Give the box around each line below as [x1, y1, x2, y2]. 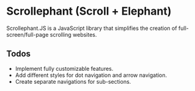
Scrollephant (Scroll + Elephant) [6, 4, 172, 18]
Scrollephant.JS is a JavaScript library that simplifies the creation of [6, 24, 177, 32]
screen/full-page [6, 31, 49, 38]
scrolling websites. [50, 31, 97, 38]
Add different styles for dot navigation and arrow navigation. [15, 71, 167, 79]
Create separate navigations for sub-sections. [15, 78, 131, 85]
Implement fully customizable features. [15, 65, 114, 72]
